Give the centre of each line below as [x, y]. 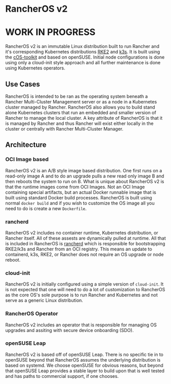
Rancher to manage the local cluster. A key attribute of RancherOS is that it [84, 118]
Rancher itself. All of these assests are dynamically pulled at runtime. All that [86, 238]
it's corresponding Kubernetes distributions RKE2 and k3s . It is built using [83, 52]
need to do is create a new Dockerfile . [46, 208]
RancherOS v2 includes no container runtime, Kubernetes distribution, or [82, 233]
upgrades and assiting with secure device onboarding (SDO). [69, 330]
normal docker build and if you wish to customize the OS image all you [80, 203]
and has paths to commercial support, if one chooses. [62, 376]
